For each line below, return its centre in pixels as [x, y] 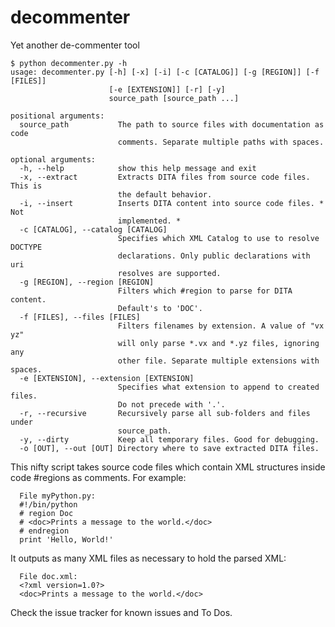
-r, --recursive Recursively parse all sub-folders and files [165, 413]
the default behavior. [165, 194]
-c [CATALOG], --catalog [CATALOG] [93, 229]
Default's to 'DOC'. [160, 308]
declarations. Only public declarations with [214, 256]
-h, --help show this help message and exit [138, 168]
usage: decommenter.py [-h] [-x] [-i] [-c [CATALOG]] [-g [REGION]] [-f [165, 72]
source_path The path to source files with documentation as [172, 124]
